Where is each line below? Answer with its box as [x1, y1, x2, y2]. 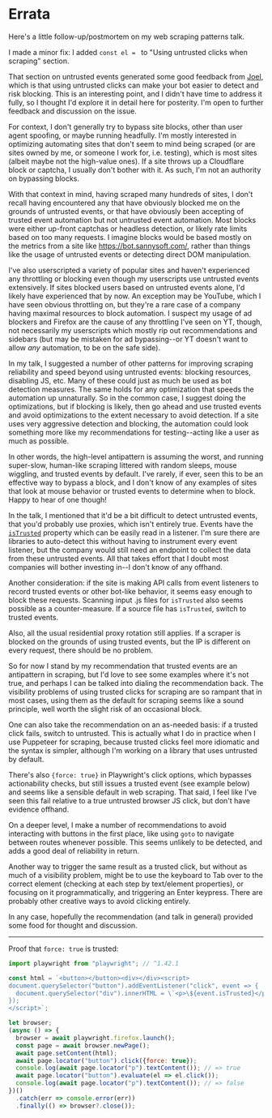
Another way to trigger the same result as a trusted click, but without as [8, 861, 248, 872]
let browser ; [8, 1019, 53, 1027]
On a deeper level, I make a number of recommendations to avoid [8, 820, 227, 829]
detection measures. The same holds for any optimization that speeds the [8, 384, 254, 394]
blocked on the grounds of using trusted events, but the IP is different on [8, 636, 251, 646]
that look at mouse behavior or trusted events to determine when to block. [8, 486, 256, 495]
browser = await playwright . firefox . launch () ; [15, 1034, 176, 1042]
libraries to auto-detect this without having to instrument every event [8, 536, 237, 546]
